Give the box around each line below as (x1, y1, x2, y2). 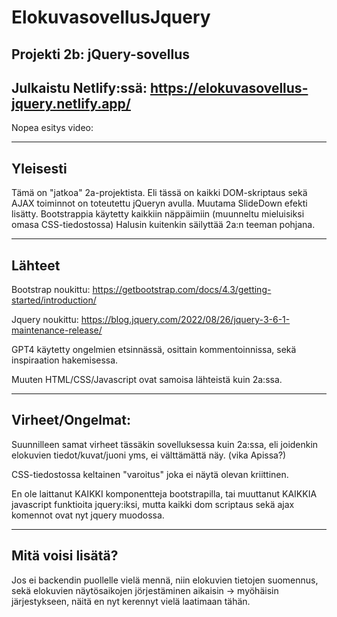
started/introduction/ (11, 294, 97, 306)
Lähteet (11, 257, 61, 274)
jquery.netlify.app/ (11, 95, 131, 112)
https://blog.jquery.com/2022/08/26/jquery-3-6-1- (80, 314, 291, 326)
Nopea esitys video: (11, 122, 94, 134)
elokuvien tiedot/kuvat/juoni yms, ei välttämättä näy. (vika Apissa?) (11, 449, 287, 461)
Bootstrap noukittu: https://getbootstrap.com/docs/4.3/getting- (11, 284, 272, 296)
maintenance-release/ (11, 324, 103, 336)
